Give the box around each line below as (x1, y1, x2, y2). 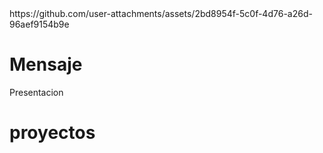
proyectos (9, 122, 96, 144)
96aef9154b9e (9, 18, 70, 30)
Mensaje (9, 53, 83, 76)
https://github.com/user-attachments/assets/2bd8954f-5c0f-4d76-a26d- (9, 8, 313, 19)
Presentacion (9, 86, 64, 98)
